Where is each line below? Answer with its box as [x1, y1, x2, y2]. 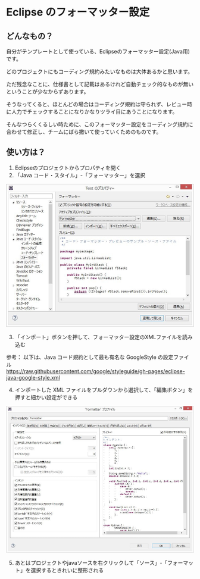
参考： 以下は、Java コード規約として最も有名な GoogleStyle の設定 [6, 353, 174, 361]
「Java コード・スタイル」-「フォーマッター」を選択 [14, 171, 146, 179]
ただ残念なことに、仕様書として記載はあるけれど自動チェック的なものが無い [6, 81, 194, 87]
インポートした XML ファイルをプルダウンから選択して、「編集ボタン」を [14, 386, 193, 393]
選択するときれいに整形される [30, 567, 104, 574]
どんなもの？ [6, 31, 54, 41]
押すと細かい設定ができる [14, 393, 78, 400]
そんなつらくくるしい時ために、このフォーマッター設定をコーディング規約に [6, 121, 193, 128]
